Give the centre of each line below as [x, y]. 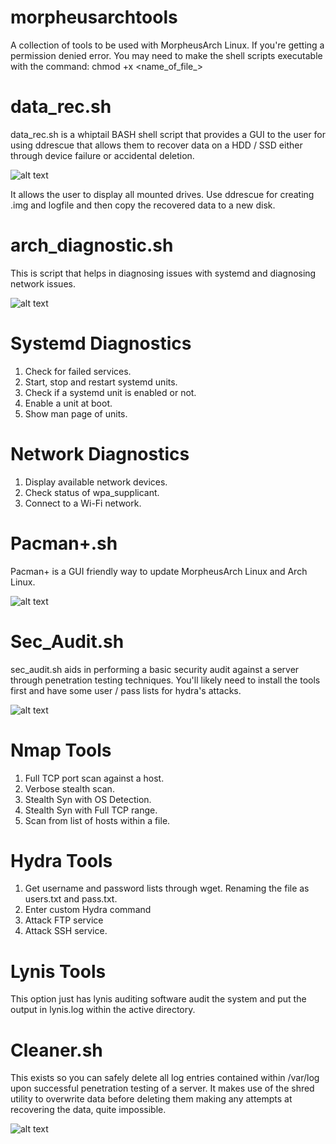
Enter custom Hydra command [88, 910]
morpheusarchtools [94, 17]
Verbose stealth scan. [69, 788]
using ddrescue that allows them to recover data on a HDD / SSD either [156, 145]
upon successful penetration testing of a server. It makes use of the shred [162, 1088]
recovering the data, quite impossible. [88, 1110]
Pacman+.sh [64, 543]
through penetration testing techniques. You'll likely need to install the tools [165, 680]
